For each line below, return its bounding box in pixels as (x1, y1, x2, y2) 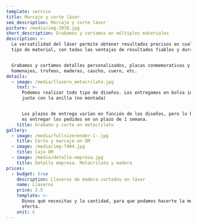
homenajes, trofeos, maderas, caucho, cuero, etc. (11, 68, 138, 74)
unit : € (16, 209, 35, 215)
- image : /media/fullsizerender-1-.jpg (11, 133, 109, 138)
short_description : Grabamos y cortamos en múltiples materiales (6, 30, 169, 36)
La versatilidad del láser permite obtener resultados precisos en (11, 42, 180, 47)
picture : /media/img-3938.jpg (6, 25, 80, 31)
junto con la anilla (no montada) (21, 95, 107, 101)
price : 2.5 (16, 187, 43, 194)
